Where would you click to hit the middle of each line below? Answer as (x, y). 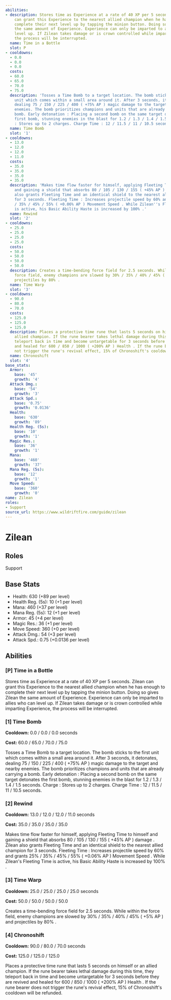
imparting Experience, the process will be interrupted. (62, 708)
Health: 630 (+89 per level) (41, 597)
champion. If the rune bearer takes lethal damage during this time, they (80, 971)
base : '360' (27, 489)
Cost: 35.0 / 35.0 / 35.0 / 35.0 (36, 825)
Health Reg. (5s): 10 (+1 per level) (48, 602)
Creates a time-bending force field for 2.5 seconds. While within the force (83, 911)
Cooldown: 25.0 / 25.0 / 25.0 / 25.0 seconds (52, 891)
